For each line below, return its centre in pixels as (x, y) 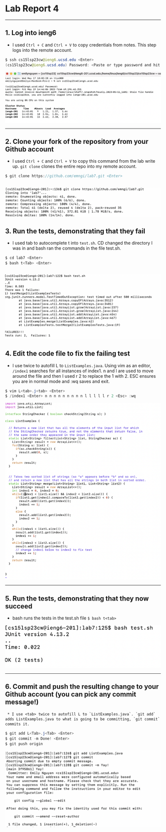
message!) (22, 702)
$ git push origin (24, 744)
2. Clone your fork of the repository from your (77, 141)
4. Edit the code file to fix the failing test (67, 354)
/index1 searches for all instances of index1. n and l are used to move (83, 371)
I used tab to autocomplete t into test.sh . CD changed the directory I (82, 243)
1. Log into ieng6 (31, 33)
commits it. (17, 724)
